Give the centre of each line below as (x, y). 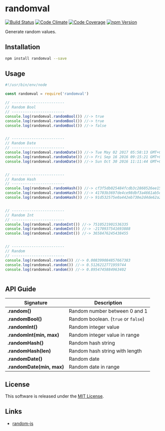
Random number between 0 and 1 (108, 311)
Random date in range (94, 367)
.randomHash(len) (29, 351)
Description (108, 303)
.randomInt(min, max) (33, 335)
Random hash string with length (105, 351)
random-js (23, 423)
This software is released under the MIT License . (55, 396)
